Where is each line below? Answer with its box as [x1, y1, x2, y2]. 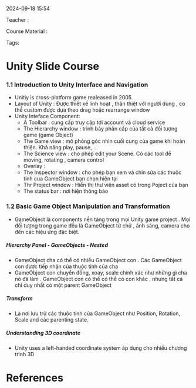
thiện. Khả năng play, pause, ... [23, 144, 98, 151]
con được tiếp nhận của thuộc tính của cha [14, 263, 119, 270]
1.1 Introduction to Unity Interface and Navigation [6, 81, 148, 89]
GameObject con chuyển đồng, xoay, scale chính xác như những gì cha [14, 269, 188, 276]
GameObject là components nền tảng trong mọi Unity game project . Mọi [14, 216, 191, 223]
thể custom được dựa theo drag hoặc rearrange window [14, 106, 150, 113]
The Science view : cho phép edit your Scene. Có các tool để [23, 150, 172, 158]
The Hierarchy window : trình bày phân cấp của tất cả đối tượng [23, 125, 178, 132]
